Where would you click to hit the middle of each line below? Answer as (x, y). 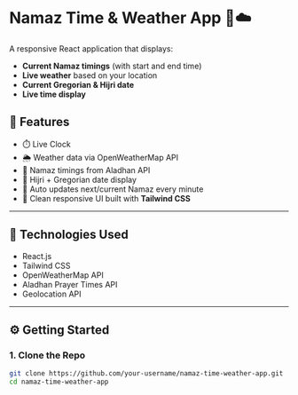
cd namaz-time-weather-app (59, 382)
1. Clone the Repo (47, 355)
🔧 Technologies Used (69, 235)
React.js (37, 256)
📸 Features (39, 122)
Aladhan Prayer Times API (70, 284)
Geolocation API (51, 294)
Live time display (54, 94)
